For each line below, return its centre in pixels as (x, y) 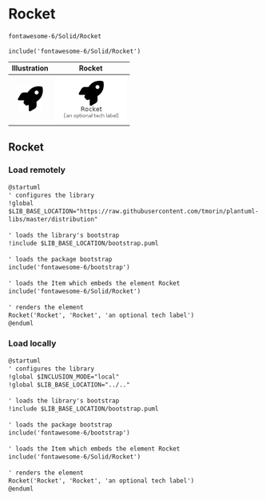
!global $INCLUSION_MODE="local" (64, 377)
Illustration (30, 68)
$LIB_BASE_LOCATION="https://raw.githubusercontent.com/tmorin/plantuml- (134, 211)
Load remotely (37, 170)
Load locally (32, 343)
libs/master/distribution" (53, 219)
